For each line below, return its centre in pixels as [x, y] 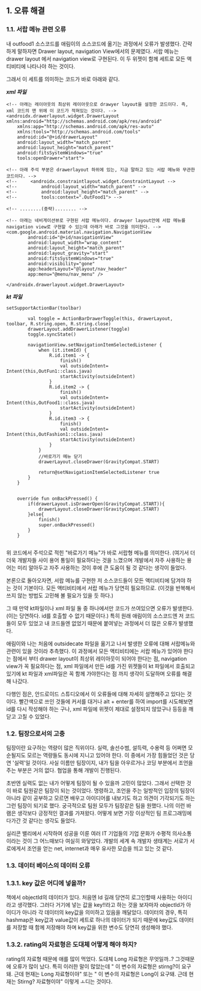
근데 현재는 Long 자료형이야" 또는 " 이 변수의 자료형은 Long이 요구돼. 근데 [101, 974]
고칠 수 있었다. [34, 716]
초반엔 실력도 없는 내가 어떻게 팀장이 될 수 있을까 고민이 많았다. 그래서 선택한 [96, 783]
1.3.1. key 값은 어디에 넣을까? [46, 883]
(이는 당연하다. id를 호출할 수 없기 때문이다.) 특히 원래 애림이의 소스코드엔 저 [95, 616]
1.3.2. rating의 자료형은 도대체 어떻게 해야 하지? [72, 945]
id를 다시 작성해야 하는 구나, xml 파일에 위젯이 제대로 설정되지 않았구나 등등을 [97, 709]
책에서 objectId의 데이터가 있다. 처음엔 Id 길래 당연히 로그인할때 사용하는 [91, 897]
